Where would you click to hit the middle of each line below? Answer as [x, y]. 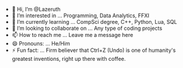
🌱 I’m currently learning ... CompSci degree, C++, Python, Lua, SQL [94, 22]
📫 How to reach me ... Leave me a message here [72, 35]
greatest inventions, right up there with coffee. [69, 59]
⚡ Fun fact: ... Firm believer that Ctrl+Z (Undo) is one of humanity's [94, 50]
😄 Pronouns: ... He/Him [41, 44]
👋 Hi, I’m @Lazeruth [36, 9]
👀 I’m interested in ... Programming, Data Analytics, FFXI [80, 16]
